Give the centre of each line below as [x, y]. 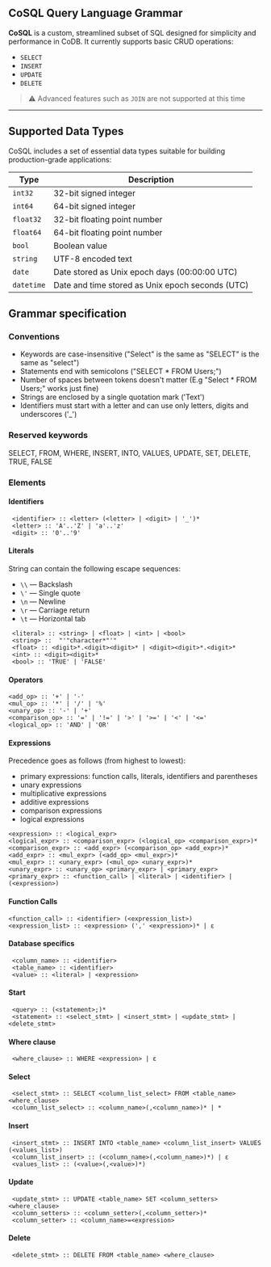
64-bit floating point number [108, 232]
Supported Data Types [66, 131]
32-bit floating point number [108, 219]
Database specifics [42, 944]
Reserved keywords [48, 436]
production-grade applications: [60, 159]
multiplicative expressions [63, 793]
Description [151, 179]
